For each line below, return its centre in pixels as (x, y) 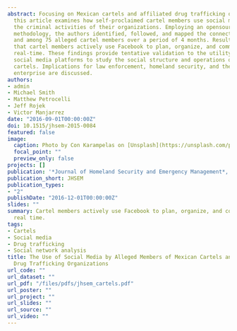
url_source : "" (30, 310)
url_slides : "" (30, 303)
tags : (15, 224)
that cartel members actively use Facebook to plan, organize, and (115, 47)
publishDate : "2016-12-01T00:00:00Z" (63, 198)
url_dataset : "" (31, 277)
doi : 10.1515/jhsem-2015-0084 (52, 126)
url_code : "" (26, 270)
